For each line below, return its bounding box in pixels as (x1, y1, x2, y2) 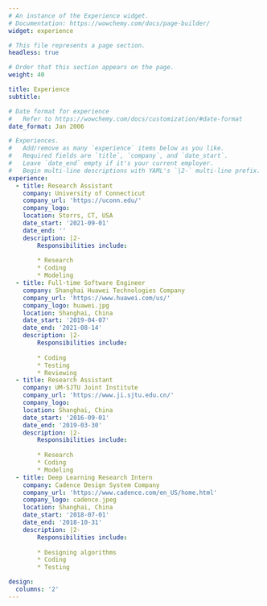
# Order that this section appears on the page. (8, 64, 175, 72)
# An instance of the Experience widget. (8, 11, 150, 20)
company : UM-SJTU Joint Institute (23, 384, 138, 392)
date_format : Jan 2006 (8, 122, 84, 130)
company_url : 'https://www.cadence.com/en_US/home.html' (23, 489, 218, 497)
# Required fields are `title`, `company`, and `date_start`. (8, 152, 228, 160)
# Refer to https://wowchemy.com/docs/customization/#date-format (8, 114, 243, 123)
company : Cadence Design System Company (23, 480, 160, 489)
